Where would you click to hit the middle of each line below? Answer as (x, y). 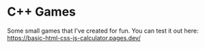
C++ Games (42, 12)
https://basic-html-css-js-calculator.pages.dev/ (74, 37)
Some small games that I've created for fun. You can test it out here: (103, 31)
